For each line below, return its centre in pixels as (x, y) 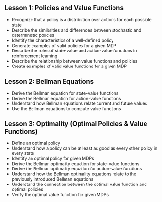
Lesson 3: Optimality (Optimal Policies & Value (76, 124)
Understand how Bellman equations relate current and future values (79, 103)
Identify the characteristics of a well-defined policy (63, 40)
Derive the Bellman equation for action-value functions (66, 98)
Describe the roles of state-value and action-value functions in (74, 50)
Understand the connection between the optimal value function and (79, 185)
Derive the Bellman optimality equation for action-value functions (77, 169)
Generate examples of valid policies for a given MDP (64, 45)
